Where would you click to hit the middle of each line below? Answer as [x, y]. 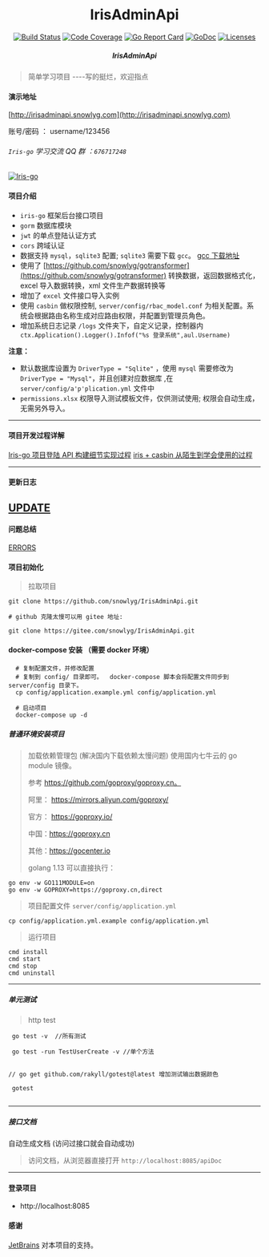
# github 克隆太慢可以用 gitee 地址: [66, 617]
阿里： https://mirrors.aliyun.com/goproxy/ [98, 800]
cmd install [28, 952]
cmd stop [23, 966]
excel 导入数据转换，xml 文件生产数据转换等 [92, 285]
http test [42, 1021]
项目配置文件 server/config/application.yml [102, 906]
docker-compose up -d [52, 715]
